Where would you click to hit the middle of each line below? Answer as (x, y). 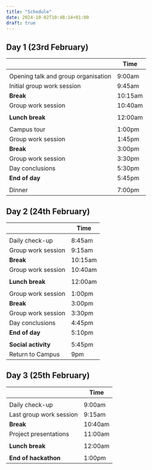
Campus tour (27, 129)
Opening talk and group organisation (60, 77)
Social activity (30, 345)
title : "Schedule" (29, 12)
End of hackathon (35, 457)
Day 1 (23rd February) (47, 47)
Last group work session (44, 414)
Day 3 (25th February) (48, 376)
